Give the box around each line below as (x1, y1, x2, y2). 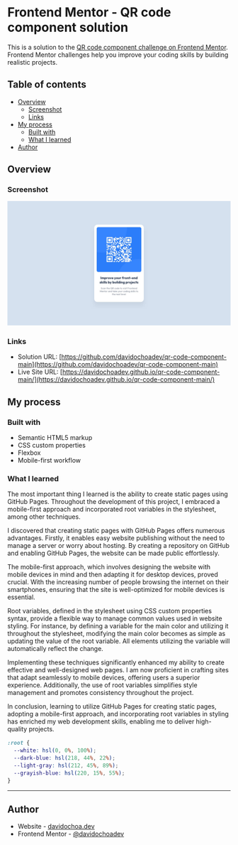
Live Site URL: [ (17, 367, 63, 377)
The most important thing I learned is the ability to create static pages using (7, 490, 228, 498)
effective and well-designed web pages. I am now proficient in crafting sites (7, 666, 229, 674)
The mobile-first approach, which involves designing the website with (7, 563, 211, 571)
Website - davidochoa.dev (17, 822, 95, 831)
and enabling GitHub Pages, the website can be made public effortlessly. (7, 549, 220, 558)
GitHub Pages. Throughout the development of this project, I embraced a (7, 497, 220, 506)
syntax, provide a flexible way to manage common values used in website (7, 614, 222, 623)
